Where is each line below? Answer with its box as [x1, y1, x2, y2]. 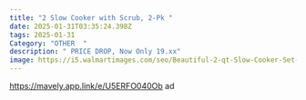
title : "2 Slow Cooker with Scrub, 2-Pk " [9, 13, 173, 23]
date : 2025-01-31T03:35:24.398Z [9, 22, 132, 31]
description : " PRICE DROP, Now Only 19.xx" [9, 47, 181, 56]
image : [9, 55, 35, 65]
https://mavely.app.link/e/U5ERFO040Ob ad [9, 81, 175, 91]
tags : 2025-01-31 [9, 30, 76, 39]
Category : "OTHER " [9, 38, 88, 48]
